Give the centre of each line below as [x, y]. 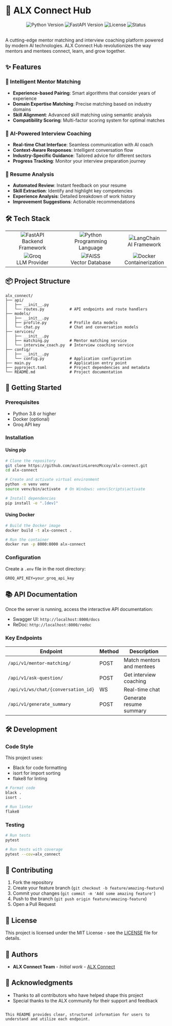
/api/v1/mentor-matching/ [39, 663]
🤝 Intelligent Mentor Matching [43, 82]
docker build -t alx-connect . [39, 530]
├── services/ [20, 331]
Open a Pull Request [34, 904]
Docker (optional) [31, 419]
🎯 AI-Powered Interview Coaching [48, 133]
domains [22, 109]
